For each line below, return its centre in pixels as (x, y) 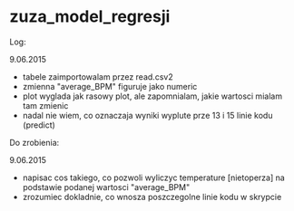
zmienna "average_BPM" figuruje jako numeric (110, 86)
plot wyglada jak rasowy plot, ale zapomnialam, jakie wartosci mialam (152, 96)
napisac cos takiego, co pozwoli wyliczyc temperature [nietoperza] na (154, 177)
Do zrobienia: (34, 142)
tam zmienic (45, 105)
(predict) (39, 125)
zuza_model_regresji (90, 17)
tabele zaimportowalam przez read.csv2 (98, 77)
